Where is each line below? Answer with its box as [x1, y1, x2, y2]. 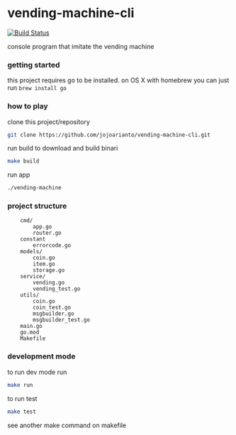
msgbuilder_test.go [33, 316, 91, 324]
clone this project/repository [7, 117, 91, 126]
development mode [7, 351, 76, 361]
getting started [7, 60, 60, 70]
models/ [20, 248, 43, 255]
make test [7, 408, 37, 415]
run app [7, 170, 30, 179]
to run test [7, 394, 38, 402]
